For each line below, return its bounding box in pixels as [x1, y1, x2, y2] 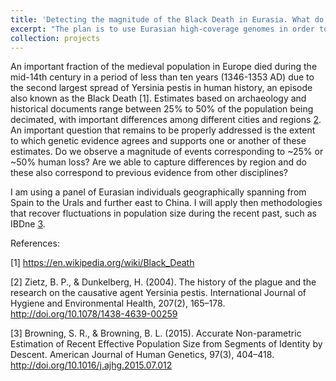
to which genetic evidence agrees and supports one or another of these [10, 135, 307, 147]
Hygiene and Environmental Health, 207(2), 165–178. [10, 297, 226, 310]
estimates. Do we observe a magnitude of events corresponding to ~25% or [10, 146, 324, 158]
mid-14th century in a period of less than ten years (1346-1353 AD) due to [10, 71, 315, 83]
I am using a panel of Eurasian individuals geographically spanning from [10, 186, 307, 198]
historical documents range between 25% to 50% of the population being [10, 103, 314, 115]
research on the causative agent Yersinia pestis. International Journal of [10, 287, 307, 299]
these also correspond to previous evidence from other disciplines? [10, 167, 289, 179]
